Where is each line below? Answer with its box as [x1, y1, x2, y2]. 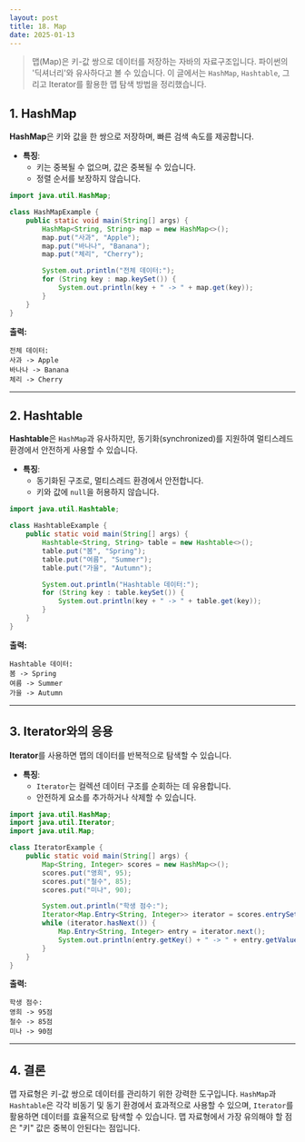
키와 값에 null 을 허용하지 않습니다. [35, 487, 160, 498]
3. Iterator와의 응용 [9, 724, 113, 740]
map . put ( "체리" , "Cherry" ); [42, 250, 144, 259]
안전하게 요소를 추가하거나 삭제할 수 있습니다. [35, 791, 197, 802]
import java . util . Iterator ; [9, 819, 116, 828]
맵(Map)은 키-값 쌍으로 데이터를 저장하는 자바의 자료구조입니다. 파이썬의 [31, 56, 289, 67]
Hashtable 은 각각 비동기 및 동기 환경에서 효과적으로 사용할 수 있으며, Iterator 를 [9, 1100, 294, 1111]
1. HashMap [9, 105, 77, 121]
